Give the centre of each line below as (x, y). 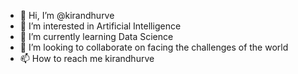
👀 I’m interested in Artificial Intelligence (100, 26)
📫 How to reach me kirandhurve (87, 58)
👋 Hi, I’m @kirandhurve (67, 15)
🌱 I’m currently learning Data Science (96, 36)
